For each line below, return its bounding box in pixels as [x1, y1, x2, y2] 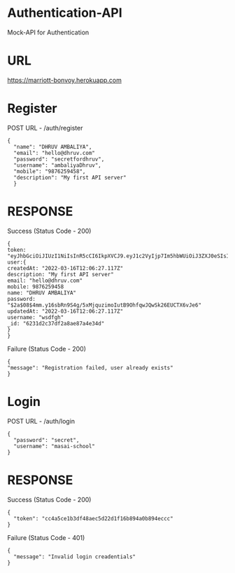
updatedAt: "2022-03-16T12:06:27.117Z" [7, 307, 124, 315]
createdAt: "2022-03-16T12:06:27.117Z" [7, 264, 124, 271]
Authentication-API [7, 5, 122, 21]
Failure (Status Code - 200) [7, 344, 86, 353]
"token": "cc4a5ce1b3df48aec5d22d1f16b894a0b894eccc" [13, 515, 173, 522]
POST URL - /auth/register [7, 123, 83, 132]
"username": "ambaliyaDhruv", [13, 161, 101, 169]
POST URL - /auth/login [7, 417, 76, 425]
